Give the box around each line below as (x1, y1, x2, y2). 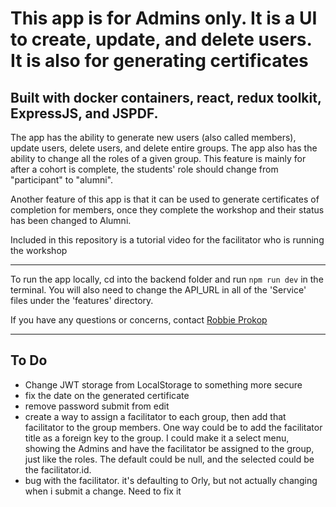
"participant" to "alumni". (10, 174, 113, 186)
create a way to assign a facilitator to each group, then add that (24, 410, 287, 422)
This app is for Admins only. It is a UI (10, 7, 318, 30)
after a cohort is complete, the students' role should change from (10, 163, 279, 175)
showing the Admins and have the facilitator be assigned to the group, (24, 442, 315, 454)
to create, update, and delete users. (10, 28, 312, 51)
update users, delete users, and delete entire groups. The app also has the (10, 142, 318, 154)
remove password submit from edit (24, 400, 170, 412)
